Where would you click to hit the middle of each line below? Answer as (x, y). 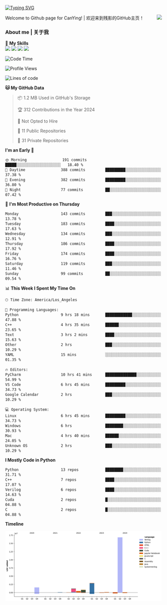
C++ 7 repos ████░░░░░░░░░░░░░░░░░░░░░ (83, 480)
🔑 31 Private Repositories (43, 141)
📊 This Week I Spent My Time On (40, 288)
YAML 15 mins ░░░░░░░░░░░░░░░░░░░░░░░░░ (83, 355)
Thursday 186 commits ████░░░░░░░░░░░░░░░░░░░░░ (83, 244)
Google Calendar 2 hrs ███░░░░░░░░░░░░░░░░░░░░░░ (83, 395)
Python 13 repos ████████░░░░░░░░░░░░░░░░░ (83, 470)
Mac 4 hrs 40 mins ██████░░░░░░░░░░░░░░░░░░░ (83, 436)
